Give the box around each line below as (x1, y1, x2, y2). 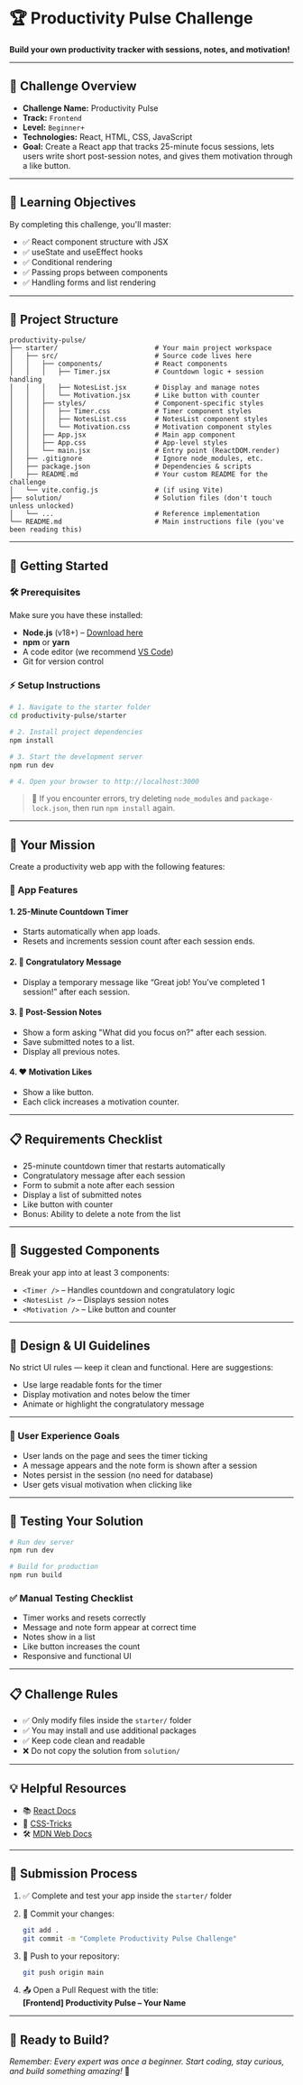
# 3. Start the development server (9, 752, 143, 761)
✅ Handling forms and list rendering (22, 277, 156, 288)
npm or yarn (22, 637, 70, 648)
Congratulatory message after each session (22, 1170, 186, 1181)
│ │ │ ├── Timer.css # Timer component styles (9, 407, 252, 416)
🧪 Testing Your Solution (9, 1514, 144, 1529)
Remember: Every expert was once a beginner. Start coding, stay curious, (9, 2056, 285, 2067)
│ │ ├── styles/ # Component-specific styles (9, 399, 264, 408)
